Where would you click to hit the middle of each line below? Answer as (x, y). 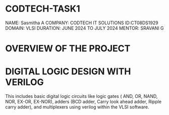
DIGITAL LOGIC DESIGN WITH (68, 72)
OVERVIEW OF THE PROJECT (68, 49)
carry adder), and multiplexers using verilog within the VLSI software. (77, 107)
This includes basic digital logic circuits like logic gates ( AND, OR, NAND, (81, 96)
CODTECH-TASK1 (43, 9)
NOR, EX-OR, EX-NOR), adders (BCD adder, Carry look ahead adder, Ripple (83, 102)
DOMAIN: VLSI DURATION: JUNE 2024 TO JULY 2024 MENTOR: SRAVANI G (84, 28)
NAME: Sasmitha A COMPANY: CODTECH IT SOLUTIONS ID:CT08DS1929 (82, 23)
